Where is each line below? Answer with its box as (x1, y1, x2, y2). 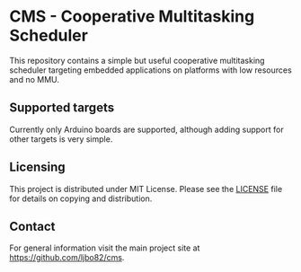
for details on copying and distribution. (9, 193, 153, 204)
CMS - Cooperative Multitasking (9, 6, 255, 27)
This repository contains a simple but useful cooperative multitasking (9, 55, 265, 66)
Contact (9, 218, 56, 234)
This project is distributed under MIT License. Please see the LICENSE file (9, 183, 283, 194)
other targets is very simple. (9, 133, 113, 145)
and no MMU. (9, 74, 60, 84)
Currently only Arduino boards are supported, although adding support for (9, 124, 285, 135)
